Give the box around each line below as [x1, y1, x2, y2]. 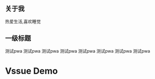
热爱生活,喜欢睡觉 [5, 19, 41, 24]
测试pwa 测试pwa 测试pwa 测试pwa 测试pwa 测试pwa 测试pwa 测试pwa [5, 48, 151, 54]
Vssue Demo [5, 65, 58, 77]
